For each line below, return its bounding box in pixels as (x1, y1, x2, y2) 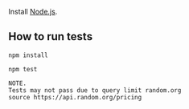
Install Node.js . (8, 7, 58, 16)
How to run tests (8, 30, 93, 43)
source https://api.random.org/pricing (8, 93, 142, 101)
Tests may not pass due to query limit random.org (8, 86, 182, 95)
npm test (8, 65, 38, 73)
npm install (8, 51, 48, 59)
